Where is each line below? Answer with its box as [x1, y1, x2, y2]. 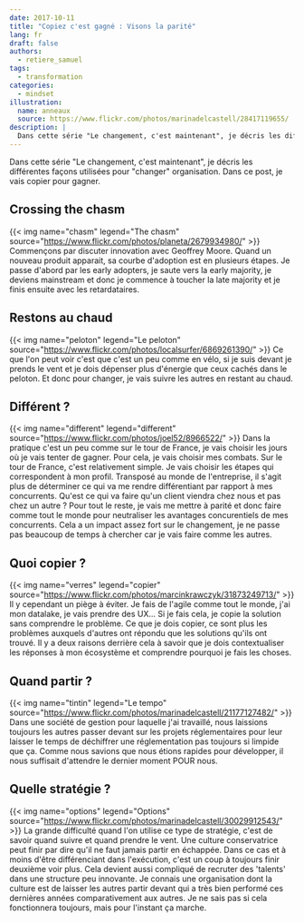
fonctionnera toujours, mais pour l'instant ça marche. [9, 902, 207, 913]
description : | [9, 123, 67, 132]
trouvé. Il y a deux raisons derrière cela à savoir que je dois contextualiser [9, 637, 285, 649]
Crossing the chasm [9, 201, 125, 218]
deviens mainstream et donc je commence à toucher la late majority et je [9, 274, 280, 285]
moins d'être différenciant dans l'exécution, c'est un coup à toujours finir [9, 854, 280, 865]
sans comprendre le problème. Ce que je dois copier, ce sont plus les [9, 618, 268, 629]
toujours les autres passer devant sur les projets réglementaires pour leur [9, 726, 283, 737]
